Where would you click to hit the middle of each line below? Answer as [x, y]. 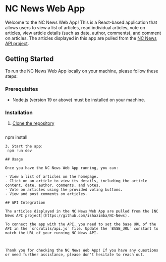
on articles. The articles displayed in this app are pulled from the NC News [81, 38]
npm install [16, 137]
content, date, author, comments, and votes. [53, 185]
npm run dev [20, 151]
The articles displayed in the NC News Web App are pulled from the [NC [82, 211]
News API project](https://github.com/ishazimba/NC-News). [67, 216]
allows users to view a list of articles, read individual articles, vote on [75, 27]
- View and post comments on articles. [46, 194]
